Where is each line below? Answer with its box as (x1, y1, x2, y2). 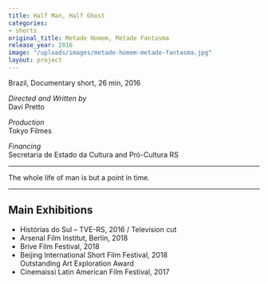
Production (8, 117, 45, 127)
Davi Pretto (8, 101, 45, 112)
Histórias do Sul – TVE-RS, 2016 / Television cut (19, 224, 177, 234)
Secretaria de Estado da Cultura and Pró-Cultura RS (8, 149, 179, 160)
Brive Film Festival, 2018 (19, 241, 100, 251)
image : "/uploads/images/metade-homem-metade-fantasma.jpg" (8, 49, 213, 57)
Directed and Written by (8, 93, 87, 103)
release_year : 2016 (8, 41, 73, 49)
